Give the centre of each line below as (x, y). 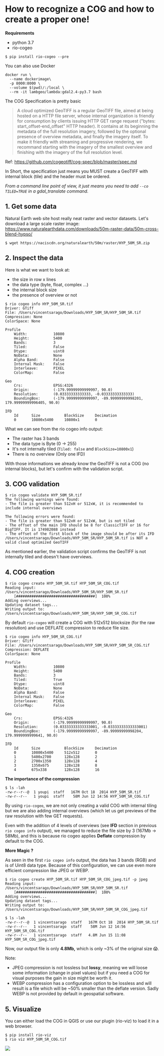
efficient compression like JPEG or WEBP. (47, 871)
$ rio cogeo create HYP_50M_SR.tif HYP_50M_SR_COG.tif (62, 584)
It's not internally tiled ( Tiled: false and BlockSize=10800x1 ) (73, 449)
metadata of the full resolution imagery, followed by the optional (82, 131)
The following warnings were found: (42, 500)
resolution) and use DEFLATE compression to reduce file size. (67, 628)
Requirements (20, 33)
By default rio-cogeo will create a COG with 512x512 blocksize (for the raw (80, 623)
